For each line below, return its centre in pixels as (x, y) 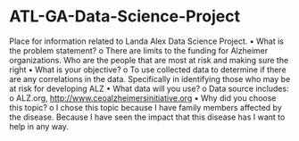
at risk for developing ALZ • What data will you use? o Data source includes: (149, 88)
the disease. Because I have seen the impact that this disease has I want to (147, 117)
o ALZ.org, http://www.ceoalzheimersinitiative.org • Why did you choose (143, 98)
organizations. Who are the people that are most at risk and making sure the (149, 60)
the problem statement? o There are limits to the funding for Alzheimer (139, 50)
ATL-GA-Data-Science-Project (125, 17)
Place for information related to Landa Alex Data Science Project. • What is (146, 41)
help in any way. (39, 126)
